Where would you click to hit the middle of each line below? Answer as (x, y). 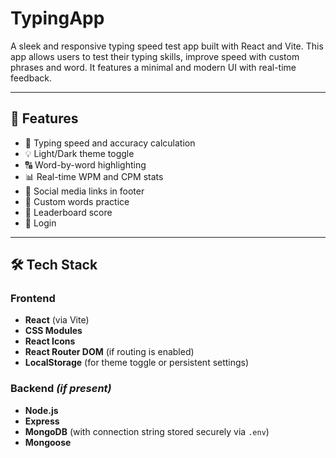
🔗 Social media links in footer (84, 191)
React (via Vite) (57, 320)
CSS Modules (53, 331)
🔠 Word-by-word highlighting (85, 164)
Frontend (33, 299)
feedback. (31, 78)
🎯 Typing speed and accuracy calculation (110, 143)
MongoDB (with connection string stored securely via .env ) (147, 431)
